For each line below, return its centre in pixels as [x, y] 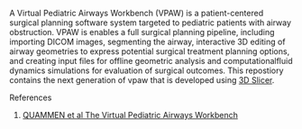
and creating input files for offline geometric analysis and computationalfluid [151, 61]
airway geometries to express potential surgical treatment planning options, [150, 51]
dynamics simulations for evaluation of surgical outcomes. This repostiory [146, 70]
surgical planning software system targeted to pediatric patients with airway [150, 23]
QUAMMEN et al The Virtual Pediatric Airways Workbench [130, 115]
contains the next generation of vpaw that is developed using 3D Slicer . [142, 80]
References [31, 97]
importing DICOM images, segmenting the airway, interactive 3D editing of [147, 41]
